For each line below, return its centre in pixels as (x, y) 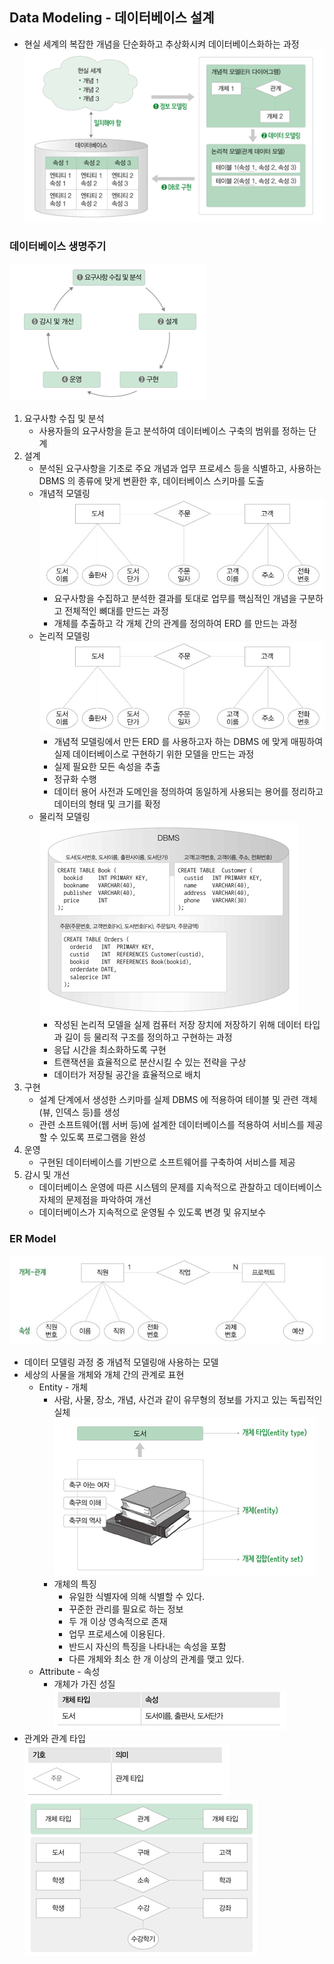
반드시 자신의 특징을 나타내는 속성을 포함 (147, 1646)
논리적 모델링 (64, 636)
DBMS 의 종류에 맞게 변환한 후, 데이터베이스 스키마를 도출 (151, 480)
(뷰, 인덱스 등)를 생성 (79, 1112)
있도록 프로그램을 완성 (103, 1137)
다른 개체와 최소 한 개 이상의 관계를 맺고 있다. (156, 1659)
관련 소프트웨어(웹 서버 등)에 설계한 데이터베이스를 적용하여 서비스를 (171, 1124)
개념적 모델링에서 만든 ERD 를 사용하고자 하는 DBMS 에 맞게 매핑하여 (188, 741)
